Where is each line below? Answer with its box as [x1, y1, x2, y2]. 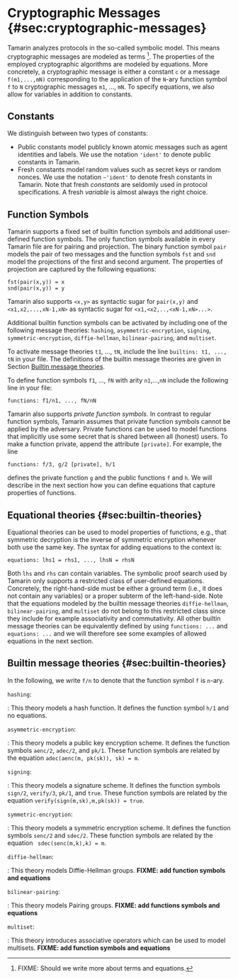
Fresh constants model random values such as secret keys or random [17, 165, 222, 174]
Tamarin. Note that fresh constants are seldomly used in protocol [17, 181, 208, 189]
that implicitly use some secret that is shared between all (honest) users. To [7, 432, 228, 441]
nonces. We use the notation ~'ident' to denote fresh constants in [17, 173, 212, 181]
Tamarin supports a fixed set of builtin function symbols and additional [7, 227, 213, 236]
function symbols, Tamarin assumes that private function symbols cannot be [7, 417, 231, 426]
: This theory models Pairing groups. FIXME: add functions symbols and [7, 901, 220, 910]
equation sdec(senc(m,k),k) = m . [7, 838, 106, 847]
